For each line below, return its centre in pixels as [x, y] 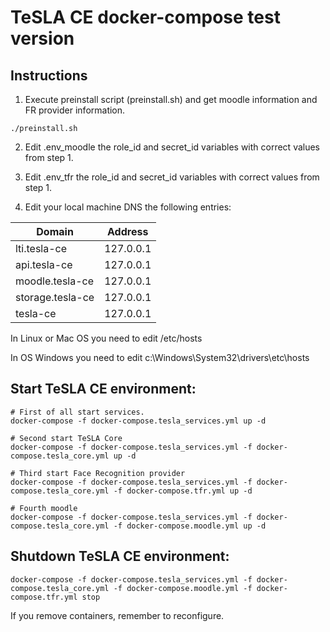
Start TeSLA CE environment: [103, 389]
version [42, 38]
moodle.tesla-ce [55, 281]
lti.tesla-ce [41, 248]
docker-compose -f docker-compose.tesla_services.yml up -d [138, 421]
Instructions [49, 75]
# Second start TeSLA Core [66, 438]
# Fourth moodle [44, 508]
